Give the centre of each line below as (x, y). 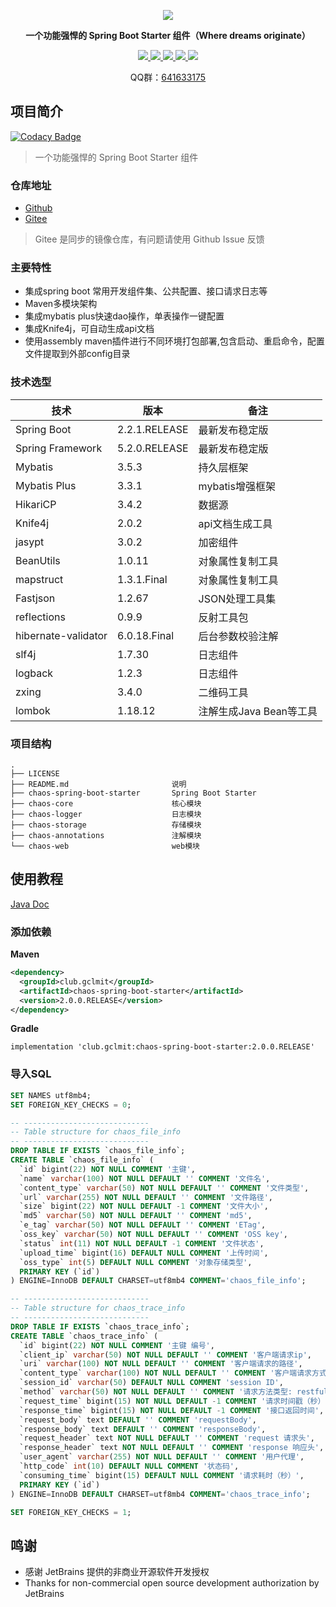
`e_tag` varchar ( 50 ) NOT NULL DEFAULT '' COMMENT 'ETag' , (143, 1225)
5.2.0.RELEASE (153, 448)
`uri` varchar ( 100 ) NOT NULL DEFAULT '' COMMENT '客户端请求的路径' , (161, 1364)
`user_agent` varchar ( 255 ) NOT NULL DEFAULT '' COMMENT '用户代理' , (162, 1457)
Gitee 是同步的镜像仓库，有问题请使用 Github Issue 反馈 (149, 239)
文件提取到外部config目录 (77, 354)
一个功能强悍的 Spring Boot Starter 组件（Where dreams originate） (168, 35)
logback (34, 673)
